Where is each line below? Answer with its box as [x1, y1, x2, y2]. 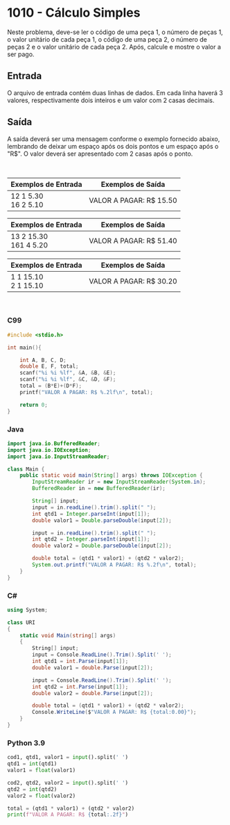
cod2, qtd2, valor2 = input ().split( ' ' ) [7, 779, 129, 786]
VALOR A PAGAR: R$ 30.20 [89, 276, 178, 286]
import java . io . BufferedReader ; [7, 440, 100, 447]
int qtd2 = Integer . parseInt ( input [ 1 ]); [32, 536, 150, 543]
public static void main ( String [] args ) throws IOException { [19, 472, 203, 479]
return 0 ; [19, 401, 48, 408]
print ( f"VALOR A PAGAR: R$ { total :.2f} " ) [7, 811, 129, 818]
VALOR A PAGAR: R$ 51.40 [89, 236, 178, 245]
